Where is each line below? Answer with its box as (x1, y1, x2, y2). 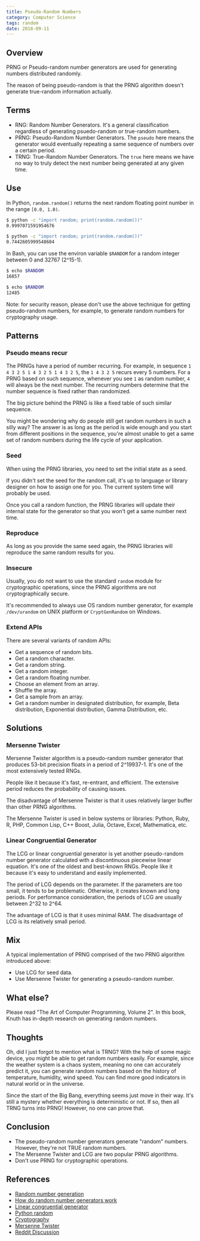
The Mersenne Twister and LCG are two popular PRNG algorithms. (14, 1150, 179, 1158)
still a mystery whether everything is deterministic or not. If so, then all (6, 1098, 179, 1105)
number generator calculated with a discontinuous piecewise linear (6, 856, 171, 863)
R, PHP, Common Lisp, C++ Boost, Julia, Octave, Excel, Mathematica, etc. (6, 821, 188, 829)
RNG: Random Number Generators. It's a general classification (14, 121, 169, 128)
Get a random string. (14, 661, 66, 668)
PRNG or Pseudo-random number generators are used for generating (6, 64, 177, 71)
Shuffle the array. (14, 686, 58, 694)
